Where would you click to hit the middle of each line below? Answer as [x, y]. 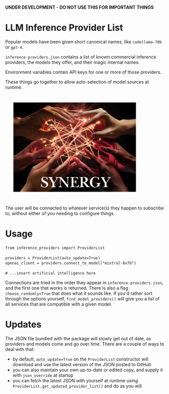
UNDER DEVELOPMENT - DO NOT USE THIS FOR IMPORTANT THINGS [79, 7]
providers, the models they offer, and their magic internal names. [72, 62]
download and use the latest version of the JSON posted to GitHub [82, 364]
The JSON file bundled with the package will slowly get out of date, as [78, 338]
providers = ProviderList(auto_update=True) [53, 258]
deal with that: [20, 349]
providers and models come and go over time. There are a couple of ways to [85, 344]
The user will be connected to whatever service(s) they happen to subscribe [84, 208]
